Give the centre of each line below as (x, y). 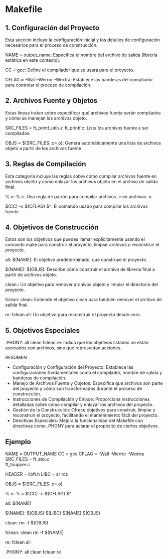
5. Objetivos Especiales (43, 330)
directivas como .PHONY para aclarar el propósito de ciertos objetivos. (86, 426)
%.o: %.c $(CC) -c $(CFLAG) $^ (38, 494)
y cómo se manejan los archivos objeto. (46, 118)
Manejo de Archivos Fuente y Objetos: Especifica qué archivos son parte (88, 383)
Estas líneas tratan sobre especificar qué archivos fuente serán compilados (83, 113)
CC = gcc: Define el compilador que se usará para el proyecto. (70, 70)
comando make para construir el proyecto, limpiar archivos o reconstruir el (82, 245)
